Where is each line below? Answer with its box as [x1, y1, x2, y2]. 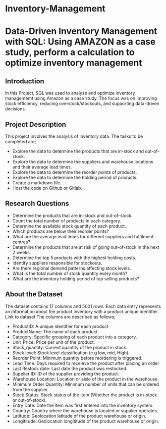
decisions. [5, 106, 26, 112]
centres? [12, 239, 31, 245]
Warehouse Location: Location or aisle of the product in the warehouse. [12, 376, 159, 382]
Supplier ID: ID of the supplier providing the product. [12, 371, 119, 376]
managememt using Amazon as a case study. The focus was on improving [5, 95, 157, 102]
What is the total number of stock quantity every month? [12, 270, 128, 276]
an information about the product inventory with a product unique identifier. [5, 308, 159, 315]
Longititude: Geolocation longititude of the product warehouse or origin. [12, 418, 160, 424]
